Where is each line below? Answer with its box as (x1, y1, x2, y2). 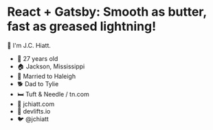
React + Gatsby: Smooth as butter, (7, 4, 208, 20)
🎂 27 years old (16, 54, 58, 62)
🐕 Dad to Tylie (16, 79, 59, 88)
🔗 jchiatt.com (16, 100, 55, 108)
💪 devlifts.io (16, 107, 51, 115)
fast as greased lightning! (7, 18, 157, 34)
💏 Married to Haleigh (16, 72, 76, 80)
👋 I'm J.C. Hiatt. (7, 41, 52, 49)
